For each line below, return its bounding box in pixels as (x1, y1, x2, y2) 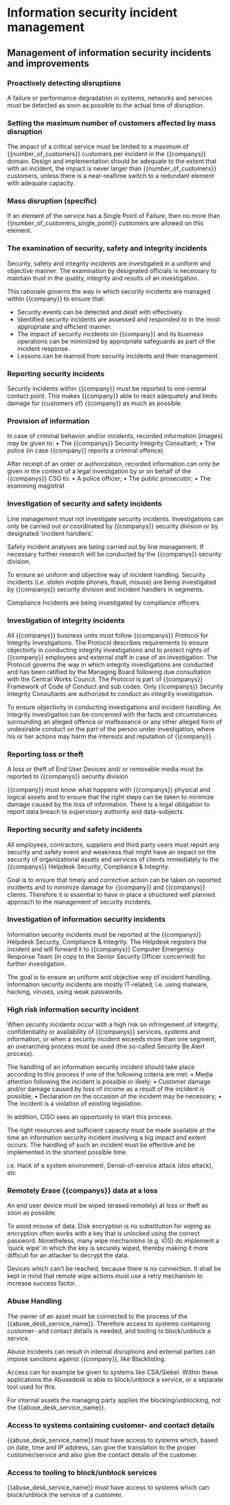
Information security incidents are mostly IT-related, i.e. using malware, (7, 980, 209, 988)
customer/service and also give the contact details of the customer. (7, 1451, 198, 1459)
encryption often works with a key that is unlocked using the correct (7, 1229, 200, 1237)
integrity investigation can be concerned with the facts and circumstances (7, 710, 218, 718)
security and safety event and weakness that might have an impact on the (7, 847, 216, 856)
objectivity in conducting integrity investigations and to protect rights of (7, 645, 210, 654)
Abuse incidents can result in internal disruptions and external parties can (7, 1347, 216, 1356)
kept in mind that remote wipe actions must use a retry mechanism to (7, 1272, 203, 1280)
